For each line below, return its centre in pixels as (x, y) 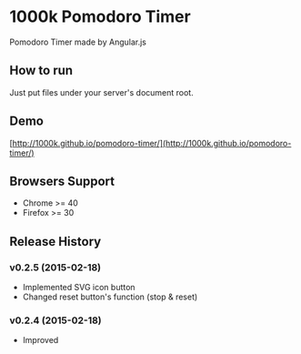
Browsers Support (62, 181)
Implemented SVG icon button (79, 288)
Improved (40, 340)
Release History (55, 242)
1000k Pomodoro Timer (100, 17)
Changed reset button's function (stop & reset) (110, 297)
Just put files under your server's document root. (101, 92)
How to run (41, 71)
